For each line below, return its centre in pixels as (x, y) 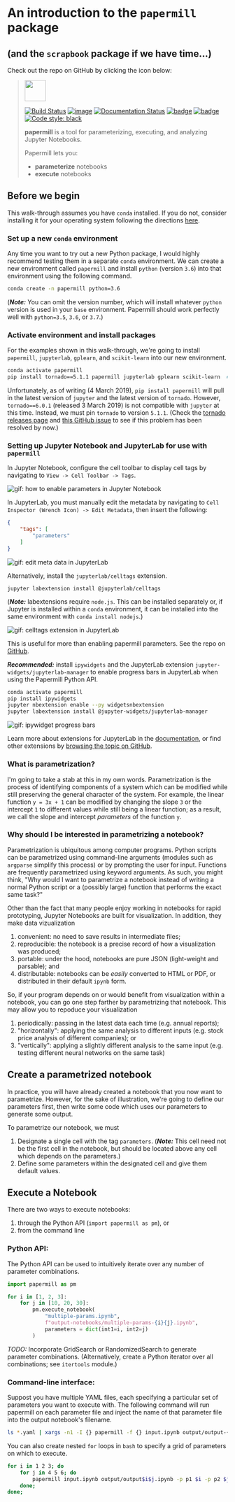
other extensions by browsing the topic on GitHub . (80, 746)
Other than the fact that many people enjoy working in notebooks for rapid (114, 908)
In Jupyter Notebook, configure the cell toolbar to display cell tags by (107, 468)
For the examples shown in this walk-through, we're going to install (104, 350)
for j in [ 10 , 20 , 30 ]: (55, 1303)
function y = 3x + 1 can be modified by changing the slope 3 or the (105, 802)
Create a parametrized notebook (79, 1075)
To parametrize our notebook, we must (63, 1127)
